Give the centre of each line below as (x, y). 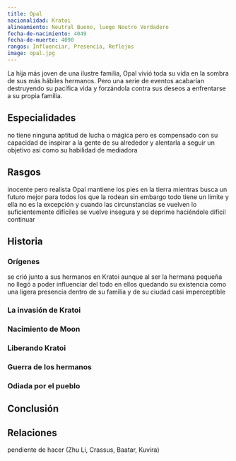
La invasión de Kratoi (44, 310)
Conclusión (33, 409)
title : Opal (25, 14)
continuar (21, 219)
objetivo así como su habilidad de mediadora (72, 150)
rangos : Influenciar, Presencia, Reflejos (71, 47)
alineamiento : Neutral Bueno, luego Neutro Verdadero (88, 27)
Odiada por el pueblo (44, 385)
